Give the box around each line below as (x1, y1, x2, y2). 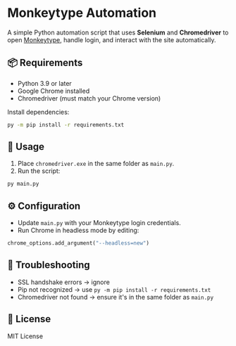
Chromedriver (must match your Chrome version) (17, 94, 161, 103)
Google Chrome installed (17, 86, 90, 95)
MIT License (7, 332, 44, 340)
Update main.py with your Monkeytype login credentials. (17, 219, 181, 227)
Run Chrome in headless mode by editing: (17, 226, 139, 235)
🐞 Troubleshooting (7, 259, 90, 271)
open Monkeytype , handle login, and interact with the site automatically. (7, 35, 216, 44)
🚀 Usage (7, 141, 44, 153)
